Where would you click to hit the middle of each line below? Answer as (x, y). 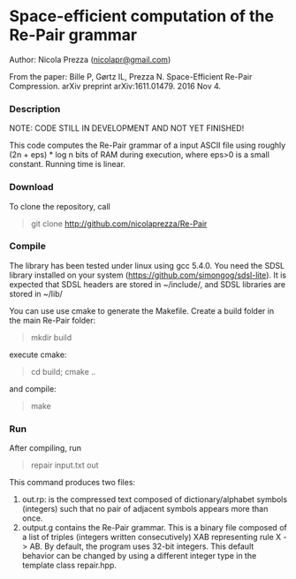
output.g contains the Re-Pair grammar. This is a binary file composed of (154, 528)
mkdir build (51, 337)
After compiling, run (46, 448)
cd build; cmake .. (63, 371)
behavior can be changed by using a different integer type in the (139, 556)
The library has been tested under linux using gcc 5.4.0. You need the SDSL (147, 265)
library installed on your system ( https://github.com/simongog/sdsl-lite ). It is (148, 275)
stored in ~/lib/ (36, 293)
